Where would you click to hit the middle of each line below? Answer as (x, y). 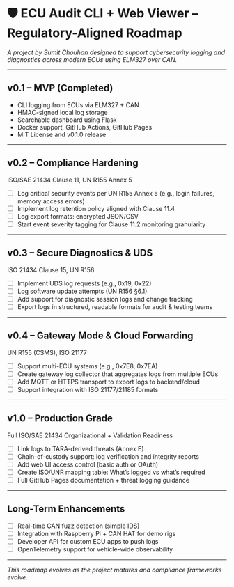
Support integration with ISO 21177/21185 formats (88, 389)
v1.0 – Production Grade (60, 418)
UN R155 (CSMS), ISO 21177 (47, 352)
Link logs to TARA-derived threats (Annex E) (80, 448)
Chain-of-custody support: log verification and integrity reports (108, 456)
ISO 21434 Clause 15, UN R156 (51, 269)
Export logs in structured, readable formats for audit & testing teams (115, 306)
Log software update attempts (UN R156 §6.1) (82, 291)
